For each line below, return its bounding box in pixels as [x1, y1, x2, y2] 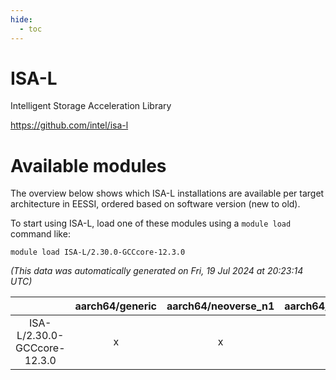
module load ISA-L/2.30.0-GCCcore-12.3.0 [10, 247, 186, 258]
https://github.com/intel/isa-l [10, 119, 129, 131]
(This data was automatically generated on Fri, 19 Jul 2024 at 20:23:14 [10, 265, 304, 277]
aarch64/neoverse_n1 [166, 299, 275, 313]
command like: [10, 228, 71, 240]
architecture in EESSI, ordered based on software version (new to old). [10, 198, 301, 210]
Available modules [10, 154, 167, 177]
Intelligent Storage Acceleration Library [10, 100, 172, 112]
